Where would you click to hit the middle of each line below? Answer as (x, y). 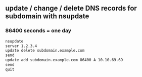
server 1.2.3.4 (21, 46)
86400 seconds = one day (38, 31)
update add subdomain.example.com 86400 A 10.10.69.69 (64, 60)
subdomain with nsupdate (47, 16)
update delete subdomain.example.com (45, 51)
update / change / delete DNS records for (71, 8)
